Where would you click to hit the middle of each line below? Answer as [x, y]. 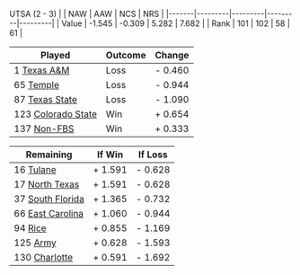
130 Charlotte [44, 257]
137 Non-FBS [44, 129]
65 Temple [37, 85]
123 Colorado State [55, 114]
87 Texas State [46, 99]
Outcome [126, 55]
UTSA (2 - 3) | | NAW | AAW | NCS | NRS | [87, 14]
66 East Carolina [49, 213]
